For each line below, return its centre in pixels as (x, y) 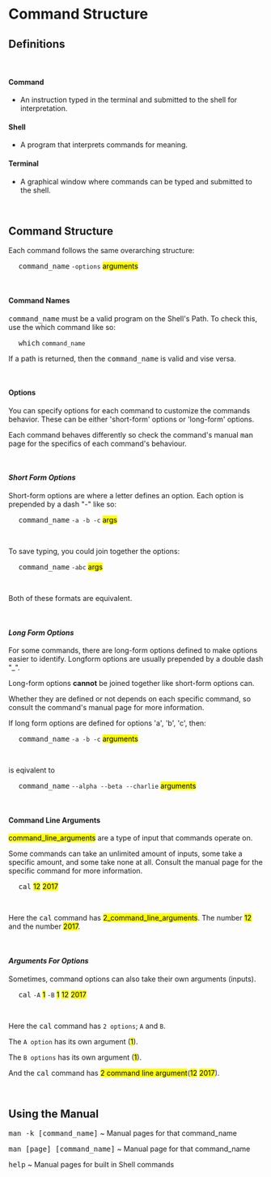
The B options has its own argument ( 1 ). (75, 1057)
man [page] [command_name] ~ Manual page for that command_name (129, 1149)
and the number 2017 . (44, 926)
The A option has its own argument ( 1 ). (74, 1041)
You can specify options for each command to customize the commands (129, 410)
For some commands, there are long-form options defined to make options (133, 650)
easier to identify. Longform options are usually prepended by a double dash (136, 659)
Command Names (39, 301)
